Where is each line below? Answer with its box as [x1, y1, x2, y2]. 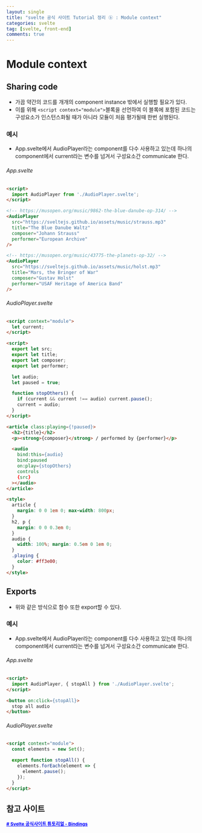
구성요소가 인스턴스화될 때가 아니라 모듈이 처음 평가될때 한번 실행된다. [15, 113, 180, 121]
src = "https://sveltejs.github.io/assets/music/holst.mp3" [11, 264, 161, 270]
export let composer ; [11, 357, 67, 363]
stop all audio [11, 703, 50, 709]
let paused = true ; [11, 379, 61, 385]
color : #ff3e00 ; [17, 559, 59, 565]
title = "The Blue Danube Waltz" [11, 225, 91, 231]
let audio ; [11, 374, 39, 380]
